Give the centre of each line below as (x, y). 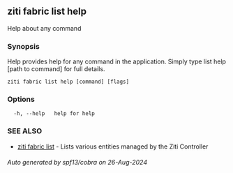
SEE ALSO (25, 131)
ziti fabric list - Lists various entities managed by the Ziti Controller (113, 146)
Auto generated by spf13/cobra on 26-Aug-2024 (77, 163)
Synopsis (23, 46)
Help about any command (44, 28)
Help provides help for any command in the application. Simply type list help (117, 61)
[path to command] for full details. (56, 69)
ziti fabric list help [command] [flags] (68, 82)
